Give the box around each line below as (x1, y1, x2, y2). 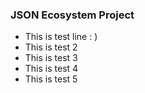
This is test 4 (24, 63, 79, 75)
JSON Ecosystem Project (10, 8, 135, 22)
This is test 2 (24, 41, 78, 53)
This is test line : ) (24, 31, 98, 43)
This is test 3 (24, 52, 78, 64)
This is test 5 (24, 73, 78, 85)
